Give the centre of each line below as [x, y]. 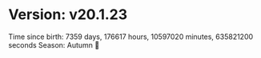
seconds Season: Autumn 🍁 [54, 44]
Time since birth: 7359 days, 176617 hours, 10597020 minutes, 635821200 [131, 37]
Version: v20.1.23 [68, 15]
